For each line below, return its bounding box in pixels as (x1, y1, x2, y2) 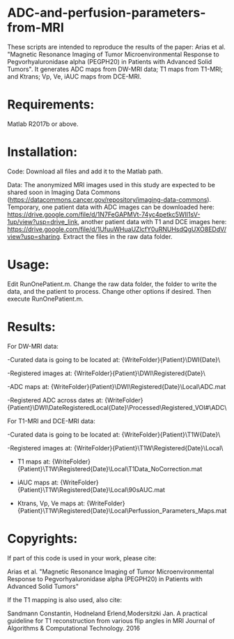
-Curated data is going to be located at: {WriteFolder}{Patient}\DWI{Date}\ (7, 355, 221, 363)
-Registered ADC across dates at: (7, 395, 103, 404)
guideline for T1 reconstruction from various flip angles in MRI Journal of (7, 616, 215, 624)
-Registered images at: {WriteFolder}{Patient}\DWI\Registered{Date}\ (7, 369, 205, 377)
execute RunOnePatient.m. (7, 294, 84, 303)
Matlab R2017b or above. (7, 120, 79, 128)
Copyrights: (7, 530, 78, 546)
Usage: (7, 257, 50, 272)
